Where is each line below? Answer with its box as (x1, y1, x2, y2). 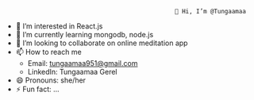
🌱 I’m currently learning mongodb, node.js (15, 30, 154, 39)
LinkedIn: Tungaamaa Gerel (27, 67, 117, 76)
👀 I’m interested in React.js (15, 21, 103, 31)
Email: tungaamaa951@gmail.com (27, 59, 138, 67)
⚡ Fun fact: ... (15, 84, 60, 94)
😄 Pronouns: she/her (15, 75, 86, 85)
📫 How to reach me (15, 48, 82, 56)
